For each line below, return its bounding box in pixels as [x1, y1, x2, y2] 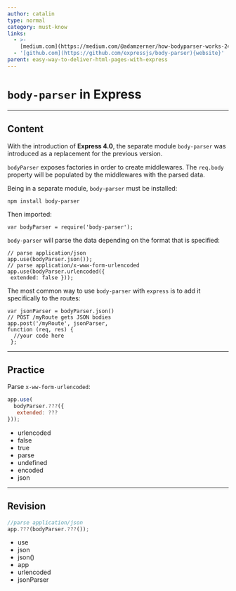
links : [7, 30, 27, 37]
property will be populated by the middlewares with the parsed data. [7, 170, 205, 179]
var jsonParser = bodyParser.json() [7, 307, 114, 314]
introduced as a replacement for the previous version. [7, 149, 163, 158]
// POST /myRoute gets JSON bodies [7, 314, 112, 321]
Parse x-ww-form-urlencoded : [7, 383, 91, 391]
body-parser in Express [7, 86, 142, 102]
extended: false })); [10, 274, 74, 281]
